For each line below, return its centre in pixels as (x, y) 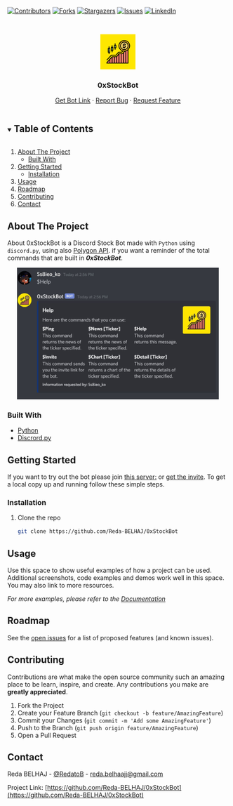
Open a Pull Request (47, 735)
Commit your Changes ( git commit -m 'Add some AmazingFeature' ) (114, 720)
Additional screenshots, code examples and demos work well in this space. (116, 578)
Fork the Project (41, 705)
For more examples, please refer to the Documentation (87, 599)
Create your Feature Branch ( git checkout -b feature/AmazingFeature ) (120, 713)
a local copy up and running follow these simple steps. (86, 484)
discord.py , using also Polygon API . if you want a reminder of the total (109, 250)
